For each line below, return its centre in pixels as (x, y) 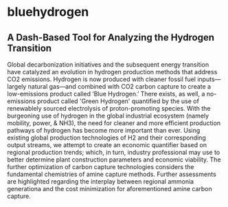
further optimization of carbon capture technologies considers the (101, 167)
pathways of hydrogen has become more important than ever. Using (104, 130)
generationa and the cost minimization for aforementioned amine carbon (110, 189)
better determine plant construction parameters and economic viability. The (114, 160)
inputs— (209, 79)
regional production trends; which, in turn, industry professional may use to (114, 152)
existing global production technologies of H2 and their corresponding (106, 138)
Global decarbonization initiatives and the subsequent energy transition (108, 65)
